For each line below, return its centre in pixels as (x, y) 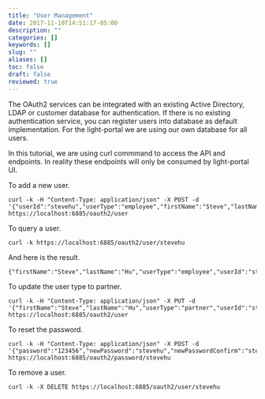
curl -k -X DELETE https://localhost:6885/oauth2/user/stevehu (114, 387)
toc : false (26, 67)
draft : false (30, 74)
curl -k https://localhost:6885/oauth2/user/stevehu (97, 243)
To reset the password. (46, 329)
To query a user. (35, 228)
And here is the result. (44, 257)
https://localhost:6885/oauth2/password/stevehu (90, 358)
